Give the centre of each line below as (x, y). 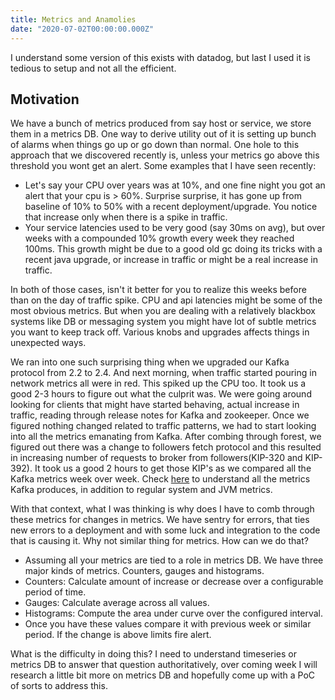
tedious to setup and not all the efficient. (93, 68)
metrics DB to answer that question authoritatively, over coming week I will (164, 665)
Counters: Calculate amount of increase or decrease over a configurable (174, 582)
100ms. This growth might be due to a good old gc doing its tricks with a (173, 249)
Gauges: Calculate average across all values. (117, 603)
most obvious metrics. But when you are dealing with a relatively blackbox (163, 311)
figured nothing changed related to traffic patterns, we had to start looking (163, 426)
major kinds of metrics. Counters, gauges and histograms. (144, 571)
